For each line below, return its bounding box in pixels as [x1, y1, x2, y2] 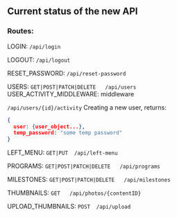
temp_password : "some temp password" [13, 130, 123, 137]
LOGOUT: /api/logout [7, 55, 71, 64]
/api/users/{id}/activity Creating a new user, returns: [7, 103, 167, 112]
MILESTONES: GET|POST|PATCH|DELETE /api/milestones [7, 175, 171, 184]
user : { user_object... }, [13, 123, 85, 130]
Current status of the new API [7, 6, 138, 17]
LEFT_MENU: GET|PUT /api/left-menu [7, 148, 118, 157]
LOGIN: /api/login [7, 42, 61, 51]
